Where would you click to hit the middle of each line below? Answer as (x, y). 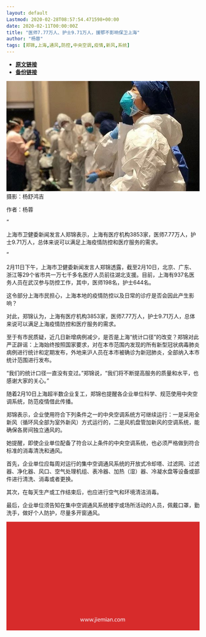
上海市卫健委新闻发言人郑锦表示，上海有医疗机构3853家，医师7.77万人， (99, 234)
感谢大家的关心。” (28, 380)
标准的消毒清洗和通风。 (36, 450)
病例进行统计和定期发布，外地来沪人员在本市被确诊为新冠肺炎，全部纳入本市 (103, 352)
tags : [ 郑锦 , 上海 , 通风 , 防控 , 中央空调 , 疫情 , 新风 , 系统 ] (68, 45)
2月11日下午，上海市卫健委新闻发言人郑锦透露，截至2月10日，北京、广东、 (101, 267)
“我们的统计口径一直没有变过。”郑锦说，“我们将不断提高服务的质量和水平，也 (103, 373)
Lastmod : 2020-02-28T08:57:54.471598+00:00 (63, 19)
